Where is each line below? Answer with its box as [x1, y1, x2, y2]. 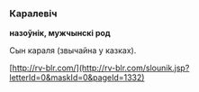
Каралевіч [9, 7, 58, 20]
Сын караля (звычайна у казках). [9, 45, 137, 56]
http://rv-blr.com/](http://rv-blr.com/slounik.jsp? [12, 62, 190, 74]
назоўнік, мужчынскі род [9, 28, 111, 39]
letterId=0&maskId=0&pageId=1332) [9, 72, 145, 83]
